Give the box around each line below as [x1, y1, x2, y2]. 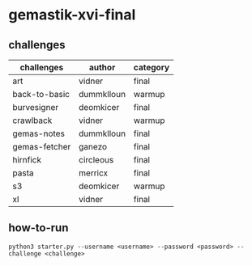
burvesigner [12, 102, 59, 112]
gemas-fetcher [12, 141, 71, 152]
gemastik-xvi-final [8, 6, 136, 24]
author [88, 62, 116, 73]
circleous [78, 154, 114, 165]
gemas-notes [12, 128, 65, 139]
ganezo [78, 141, 108, 152]
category [133, 62, 170, 73]
